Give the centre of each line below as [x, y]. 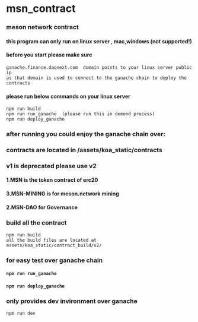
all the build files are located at [51, 240]
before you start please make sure [49, 55]
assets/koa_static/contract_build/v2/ [54, 245]
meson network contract [42, 27]
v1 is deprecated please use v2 [51, 166]
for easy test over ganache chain [55, 260]
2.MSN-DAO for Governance [42, 207]
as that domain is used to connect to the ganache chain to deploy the [96, 78]
